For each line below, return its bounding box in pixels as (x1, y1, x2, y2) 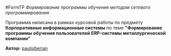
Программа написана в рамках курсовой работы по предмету (5, 20, 143, 25)
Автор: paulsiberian (5, 45, 48, 51)
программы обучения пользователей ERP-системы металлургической (5, 30, 166, 36)
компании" (5, 35, 31, 41)
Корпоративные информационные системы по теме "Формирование (5, 25, 163, 31)
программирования (5, 10, 50, 16)
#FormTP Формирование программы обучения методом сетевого (5, 5, 151, 10)
